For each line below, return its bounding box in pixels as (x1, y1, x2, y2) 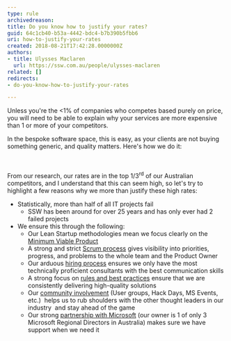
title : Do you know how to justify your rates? (7, 23, 148, 30)
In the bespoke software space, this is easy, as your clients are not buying (7, 135, 220, 143)
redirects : (7, 74, 39, 82)
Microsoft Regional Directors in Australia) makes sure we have (27, 318, 207, 326)
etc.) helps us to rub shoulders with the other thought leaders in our (27, 296, 224, 304)
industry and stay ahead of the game (27, 303, 136, 312)
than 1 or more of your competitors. (7, 121, 109, 129)
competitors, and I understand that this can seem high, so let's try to (7, 179, 203, 187)
